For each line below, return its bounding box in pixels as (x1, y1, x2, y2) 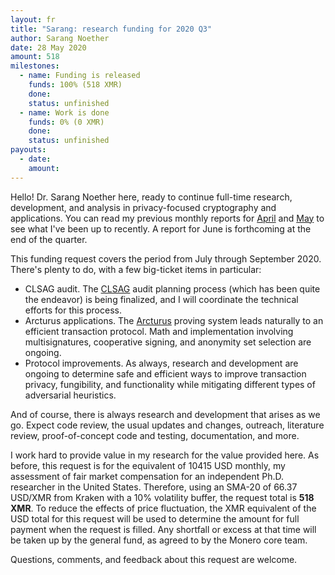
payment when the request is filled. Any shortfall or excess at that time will (10, 523, 317, 535)
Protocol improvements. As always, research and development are (24, 357, 299, 369)
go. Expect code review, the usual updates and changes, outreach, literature (10, 419, 325, 431)
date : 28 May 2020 (10, 42, 87, 53)
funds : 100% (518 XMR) (28, 80, 123, 90)
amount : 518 (10, 52, 60, 62)
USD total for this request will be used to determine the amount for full (10, 512, 300, 525)
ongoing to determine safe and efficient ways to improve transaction (24, 367, 307, 380)
